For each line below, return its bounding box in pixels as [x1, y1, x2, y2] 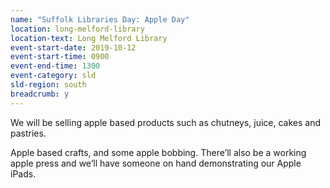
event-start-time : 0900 [10, 52, 110, 62]
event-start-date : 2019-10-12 [10, 42, 137, 53]
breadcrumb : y [10, 89, 70, 99]
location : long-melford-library [10, 24, 145, 34]
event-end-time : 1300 [10, 61, 101, 71]
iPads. [10, 167, 37, 180]
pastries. [10, 127, 47, 139]
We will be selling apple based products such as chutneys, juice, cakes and [10, 116, 322, 128]
